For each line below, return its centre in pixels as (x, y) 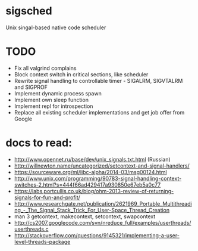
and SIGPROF (31, 87)
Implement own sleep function (51, 100)
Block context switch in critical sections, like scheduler (81, 74)
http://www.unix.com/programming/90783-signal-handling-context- (98, 178)
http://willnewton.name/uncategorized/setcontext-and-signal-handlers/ (102, 166)
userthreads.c (31, 229)
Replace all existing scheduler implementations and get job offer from (99, 112)
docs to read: (39, 143)
